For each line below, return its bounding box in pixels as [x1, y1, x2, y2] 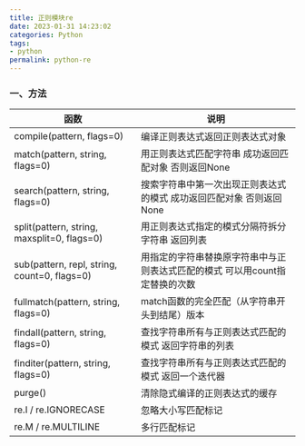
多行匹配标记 [140, 421, 196, 434]
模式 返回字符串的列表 [140, 340, 234, 352]
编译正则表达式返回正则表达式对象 [140, 131, 287, 144]
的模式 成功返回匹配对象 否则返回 [140, 192, 283, 204]
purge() [14, 387, 47, 400]
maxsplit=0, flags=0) [14, 233, 103, 245]
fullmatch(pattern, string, [14, 296, 121, 309]
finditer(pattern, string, [14, 357, 111, 370]
